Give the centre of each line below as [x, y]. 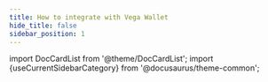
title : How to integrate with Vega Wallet [89, 17]
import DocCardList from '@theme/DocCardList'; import [111, 59]
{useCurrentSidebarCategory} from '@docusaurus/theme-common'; [134, 68]
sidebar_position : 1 [47, 34]
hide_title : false [43, 26]
